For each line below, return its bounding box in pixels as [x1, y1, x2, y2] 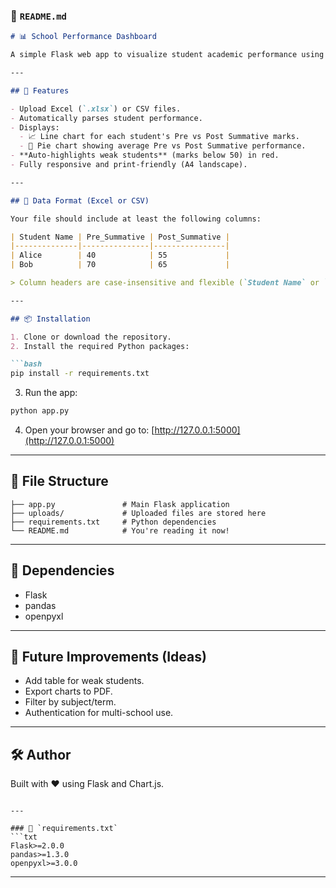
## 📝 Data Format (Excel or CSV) [10, 195, 150, 206]
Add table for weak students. [24, 675, 145, 687]
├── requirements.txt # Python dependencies [10, 517, 217, 527]
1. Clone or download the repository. [10, 332, 172, 342]
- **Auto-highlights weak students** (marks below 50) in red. [10, 150, 280, 161]
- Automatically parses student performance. [10, 113, 203, 123]
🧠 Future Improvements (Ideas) [10, 649, 207, 666]
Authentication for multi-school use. [24, 707, 174, 719]
